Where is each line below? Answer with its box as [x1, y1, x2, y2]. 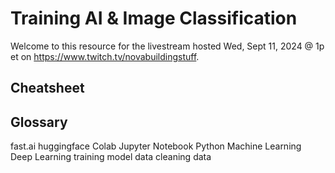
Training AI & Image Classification [10, 7, 298, 30]
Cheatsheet [10, 80, 85, 97]
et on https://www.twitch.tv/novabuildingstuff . [10, 50, 200, 62]
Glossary [10, 113, 68, 131]
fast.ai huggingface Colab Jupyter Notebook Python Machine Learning [10, 140, 302, 152]
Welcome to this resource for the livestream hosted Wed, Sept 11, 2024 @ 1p [10, 40, 325, 52]
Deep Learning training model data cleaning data [10, 151, 212, 163]
